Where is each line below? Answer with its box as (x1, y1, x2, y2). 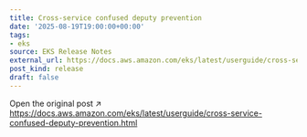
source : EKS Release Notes (9, 47, 112, 57)
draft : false (9, 73, 59, 82)
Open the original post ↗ (9, 98, 102, 109)
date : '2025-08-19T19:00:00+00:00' (9, 22, 145, 31)
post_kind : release (9, 65, 84, 74)
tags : (9, 30, 30, 39)
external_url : (9, 56, 64, 65)
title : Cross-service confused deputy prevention (9, 13, 203, 23)
